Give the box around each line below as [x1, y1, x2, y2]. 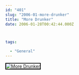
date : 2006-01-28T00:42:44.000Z [5, 21, 74, 27]
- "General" [10, 49, 36, 54]
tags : [5, 40, 17, 45]
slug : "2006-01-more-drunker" [5, 12, 70, 17]
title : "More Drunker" [5, 17, 54, 22]
